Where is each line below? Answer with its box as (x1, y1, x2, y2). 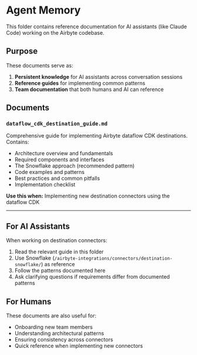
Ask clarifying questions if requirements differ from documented (14, 273, 170, 280)
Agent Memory (6, 4, 81, 17)
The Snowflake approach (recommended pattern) (14, 162, 135, 169)
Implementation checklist (14, 181, 76, 188)
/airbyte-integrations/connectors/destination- (54, 256, 173, 262)
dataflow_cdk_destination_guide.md (6, 120, 108, 127)
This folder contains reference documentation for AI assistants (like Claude (6, 23, 187, 30)
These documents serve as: (6, 62, 73, 69)
